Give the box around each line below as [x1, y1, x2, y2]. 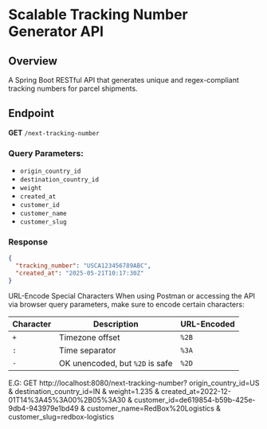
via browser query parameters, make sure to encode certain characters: [8, 299, 245, 309]
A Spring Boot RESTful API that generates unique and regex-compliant [8, 76, 239, 84]
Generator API [8, 22, 104, 41]
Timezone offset [58, 332, 120, 343]
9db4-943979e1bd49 [8, 404, 79, 413]
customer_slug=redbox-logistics [8, 411, 115, 421]
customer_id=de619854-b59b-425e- [134, 395, 257, 404]
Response [8, 236, 48, 248]
